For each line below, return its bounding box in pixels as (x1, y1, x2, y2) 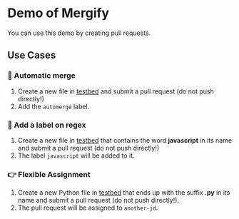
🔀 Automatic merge (7, 71, 76, 81)
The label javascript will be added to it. (17, 151, 135, 160)
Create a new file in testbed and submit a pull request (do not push (17, 87, 214, 96)
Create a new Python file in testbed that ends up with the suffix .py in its (17, 188, 230, 197)
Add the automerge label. (17, 102, 90, 111)
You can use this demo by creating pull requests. (7, 29, 151, 37)
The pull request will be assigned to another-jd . (17, 203, 158, 212)
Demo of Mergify (7, 5, 109, 21)
